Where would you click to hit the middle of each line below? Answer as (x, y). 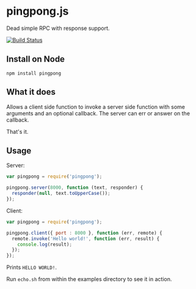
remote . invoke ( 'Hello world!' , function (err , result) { (86, 239)
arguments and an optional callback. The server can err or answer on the (98, 113)
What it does (31, 92)
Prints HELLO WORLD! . (31, 268)
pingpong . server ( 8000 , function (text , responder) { (75, 188)
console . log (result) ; (45, 244)
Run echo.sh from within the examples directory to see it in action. (89, 279)
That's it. (17, 131)
